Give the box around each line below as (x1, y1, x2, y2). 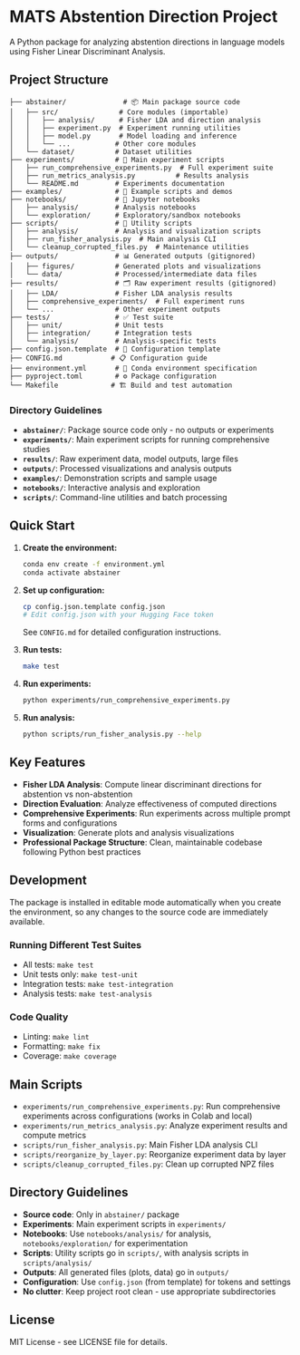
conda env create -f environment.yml (22, 559, 166, 568)
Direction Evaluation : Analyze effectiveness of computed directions (22, 798, 277, 808)
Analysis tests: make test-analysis (22, 988, 152, 999)
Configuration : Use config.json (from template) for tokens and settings (22, 1276, 292, 1287)
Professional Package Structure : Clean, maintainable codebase (22, 837, 263, 847)
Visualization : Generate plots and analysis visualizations (22, 827, 235, 837)
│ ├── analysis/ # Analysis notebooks (9, 202, 197, 212)
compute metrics (22, 1130, 87, 1141)
